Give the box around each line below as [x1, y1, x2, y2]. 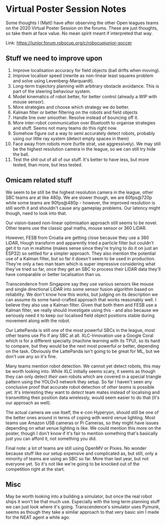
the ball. [12, 151, 30, 157]
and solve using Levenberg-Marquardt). [12, 78, 94, 83]
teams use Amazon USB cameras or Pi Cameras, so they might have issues [5, 420, 159, 426]
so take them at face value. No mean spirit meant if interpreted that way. [5, 30, 153, 36]
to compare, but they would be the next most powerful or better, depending [5, 343, 160, 349]
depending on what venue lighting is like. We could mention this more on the [5, 425, 162, 431]
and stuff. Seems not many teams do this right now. [12, 125, 118, 131]
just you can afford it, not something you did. [5, 436, 97, 442]
